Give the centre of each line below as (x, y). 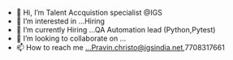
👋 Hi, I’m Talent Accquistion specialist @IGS (89, 13)
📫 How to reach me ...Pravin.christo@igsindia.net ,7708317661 (120, 47)
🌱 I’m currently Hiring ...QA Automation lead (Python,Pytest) (116, 30)
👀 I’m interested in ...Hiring (60, 21)
